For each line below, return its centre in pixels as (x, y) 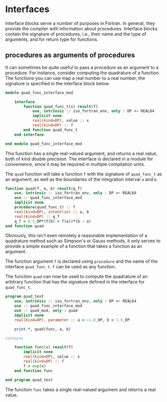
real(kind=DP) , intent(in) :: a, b (52, 212)
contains (14, 338)
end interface (29, 135)
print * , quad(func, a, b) (43, 329)
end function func (34, 371)
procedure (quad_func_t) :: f (45, 207)
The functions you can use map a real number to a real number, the (75, 78)
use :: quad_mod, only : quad (46, 311)
